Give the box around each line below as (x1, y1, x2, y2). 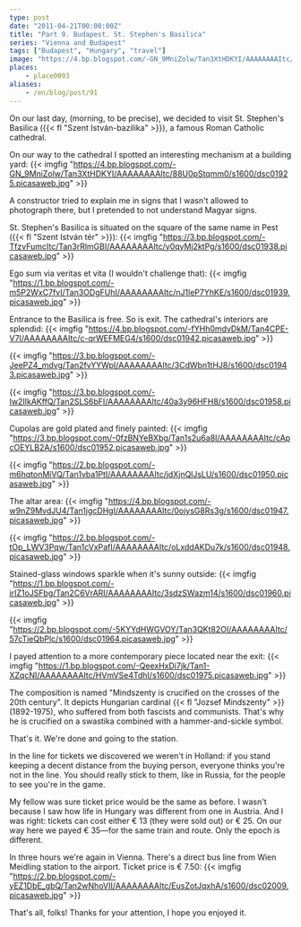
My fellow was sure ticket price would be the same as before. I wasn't (9, 796, 267, 807)
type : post (9, 13, 50, 22)
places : (9, 64, 39, 73)
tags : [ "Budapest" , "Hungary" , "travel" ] (9, 47, 167, 56)
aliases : (9, 80, 42, 89)
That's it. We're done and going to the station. (9, 733, 179, 743)
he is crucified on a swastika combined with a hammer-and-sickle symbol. (9, 716, 284, 726)
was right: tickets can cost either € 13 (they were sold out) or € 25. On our (9, 815, 282, 826)
